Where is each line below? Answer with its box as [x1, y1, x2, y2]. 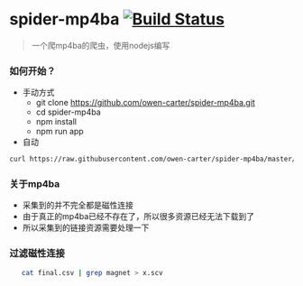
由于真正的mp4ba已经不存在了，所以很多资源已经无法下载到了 [22, 211, 255, 222]
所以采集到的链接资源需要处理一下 [22, 222, 150, 234]
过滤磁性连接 [9, 247, 66, 260]
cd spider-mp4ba [35, 106, 101, 117]
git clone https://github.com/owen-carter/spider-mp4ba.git [35, 97, 255, 108]
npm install [35, 116, 77, 127]
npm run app [35, 126, 84, 137]
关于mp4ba [9, 178, 60, 190]
